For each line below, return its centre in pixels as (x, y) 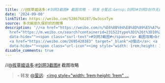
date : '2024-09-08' (25, 14)
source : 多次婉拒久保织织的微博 (34, 23)
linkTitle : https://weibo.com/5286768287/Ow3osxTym (59, 19)
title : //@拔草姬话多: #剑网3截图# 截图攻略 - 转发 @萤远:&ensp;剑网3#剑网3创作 (80, 10)
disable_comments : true (29, 50)
